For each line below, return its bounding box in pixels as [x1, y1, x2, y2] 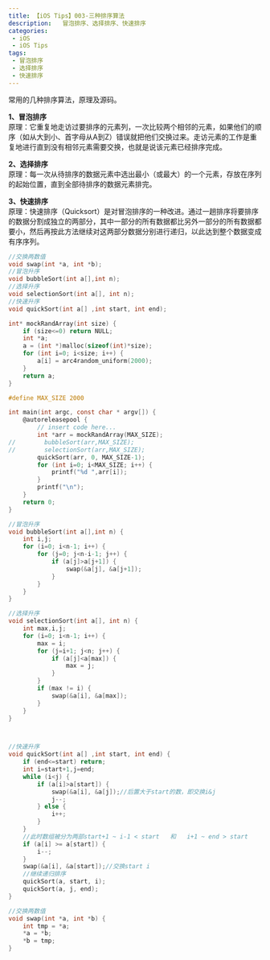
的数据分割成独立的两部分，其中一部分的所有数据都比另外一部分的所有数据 [8, 216, 255, 226]
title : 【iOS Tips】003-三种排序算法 [8, 11, 125, 20]
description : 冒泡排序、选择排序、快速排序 [8, 19, 146, 27]
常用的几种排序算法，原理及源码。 [8, 94, 121, 105]
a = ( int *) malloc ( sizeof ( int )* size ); [22, 342, 153, 350]
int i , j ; [22, 535, 52, 543]
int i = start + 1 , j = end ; [22, 765, 95, 773]
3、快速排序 [8, 196, 49, 206]
